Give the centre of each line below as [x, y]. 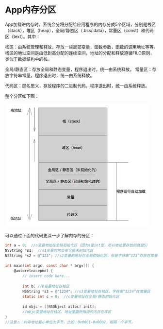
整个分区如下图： [22, 96]
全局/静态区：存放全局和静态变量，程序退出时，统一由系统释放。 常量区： [79, 69]
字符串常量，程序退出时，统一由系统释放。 [52, 75]
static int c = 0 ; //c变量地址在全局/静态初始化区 [71, 296]
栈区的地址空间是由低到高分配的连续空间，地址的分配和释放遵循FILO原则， [80, 53]
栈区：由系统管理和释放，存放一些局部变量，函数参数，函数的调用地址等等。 [81, 47]
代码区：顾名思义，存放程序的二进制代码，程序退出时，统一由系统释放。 [77, 86]
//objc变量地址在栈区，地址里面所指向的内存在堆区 [67, 312]
